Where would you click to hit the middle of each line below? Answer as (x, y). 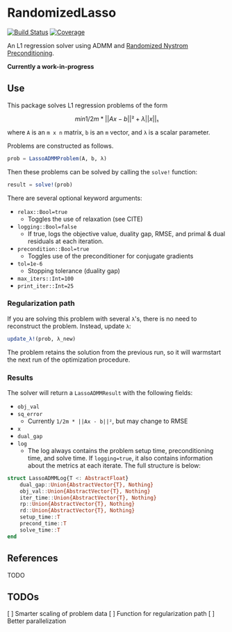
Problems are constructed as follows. (60, 146)
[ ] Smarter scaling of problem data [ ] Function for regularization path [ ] (111, 614)
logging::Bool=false (47, 227)
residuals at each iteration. (66, 241)
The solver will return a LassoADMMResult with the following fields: (100, 392)
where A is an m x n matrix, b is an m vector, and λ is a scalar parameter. (109, 132)
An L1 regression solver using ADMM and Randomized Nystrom (98, 45)
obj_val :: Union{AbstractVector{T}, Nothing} (85, 491)
